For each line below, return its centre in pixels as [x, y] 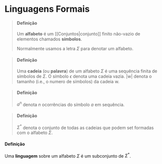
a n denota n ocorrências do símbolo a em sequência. [71, 104]
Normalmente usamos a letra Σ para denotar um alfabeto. [75, 49]
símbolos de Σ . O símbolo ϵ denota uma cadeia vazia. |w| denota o [84, 76]
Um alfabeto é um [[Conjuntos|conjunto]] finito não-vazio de [79, 34]
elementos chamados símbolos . [49, 39]
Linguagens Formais [47, 9]
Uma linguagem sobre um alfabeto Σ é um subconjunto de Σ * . [68, 155]
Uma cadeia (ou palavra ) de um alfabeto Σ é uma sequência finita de [87, 71]
